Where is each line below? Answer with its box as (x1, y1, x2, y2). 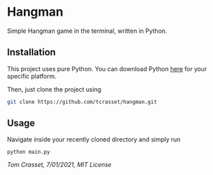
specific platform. (7, 72, 57, 80)
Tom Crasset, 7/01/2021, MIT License (7, 161, 112, 169)
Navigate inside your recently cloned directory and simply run (7, 135, 181, 144)
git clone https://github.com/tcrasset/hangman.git (7, 98, 157, 105)
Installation (7, 46, 56, 58)
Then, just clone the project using (7, 85, 102, 93)
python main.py (7, 148, 51, 156)
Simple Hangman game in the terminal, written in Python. (7, 27, 167, 35)
